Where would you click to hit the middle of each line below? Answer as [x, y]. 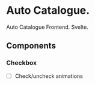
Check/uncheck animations [49, 76]
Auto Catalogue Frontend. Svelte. [47, 27]
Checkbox [22, 63]
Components [31, 46]
